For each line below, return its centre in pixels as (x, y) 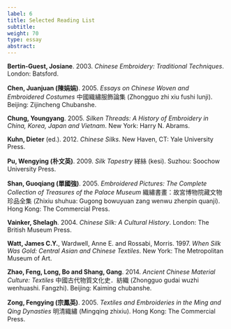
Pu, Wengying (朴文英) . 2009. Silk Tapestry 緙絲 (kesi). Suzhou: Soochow (114, 161)
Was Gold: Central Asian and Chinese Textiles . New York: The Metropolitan (115, 251)
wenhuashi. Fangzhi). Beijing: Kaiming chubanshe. (80, 288)
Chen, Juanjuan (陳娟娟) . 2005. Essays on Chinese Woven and (98, 88)
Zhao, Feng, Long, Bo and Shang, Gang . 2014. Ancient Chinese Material (111, 272)
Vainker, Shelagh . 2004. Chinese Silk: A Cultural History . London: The (108, 222)
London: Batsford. (33, 73)
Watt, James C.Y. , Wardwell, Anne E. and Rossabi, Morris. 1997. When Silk (114, 243)
